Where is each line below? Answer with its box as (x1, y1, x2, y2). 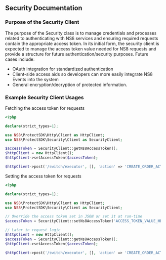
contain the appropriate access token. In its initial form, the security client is (5, 41, 160, 46)
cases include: (5, 56, 35, 62)
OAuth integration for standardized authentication (12, 66, 114, 72)
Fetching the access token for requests (5, 105, 85, 111)
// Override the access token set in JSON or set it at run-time (5, 214, 142, 219)
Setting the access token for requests (5, 173, 82, 179)
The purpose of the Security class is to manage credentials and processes (5, 30, 157, 36)
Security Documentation (5, 4, 83, 12)
